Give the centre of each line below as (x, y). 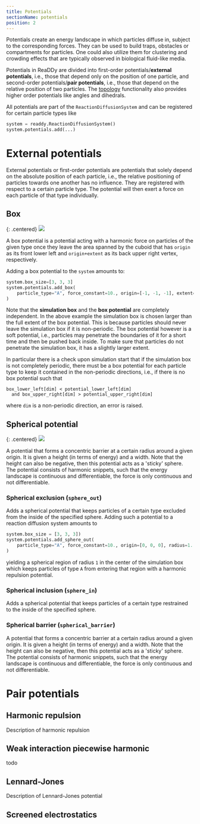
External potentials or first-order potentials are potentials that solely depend (99, 170)
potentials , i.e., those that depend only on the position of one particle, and (98, 76)
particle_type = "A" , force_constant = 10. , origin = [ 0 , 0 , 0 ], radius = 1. (105, 546)
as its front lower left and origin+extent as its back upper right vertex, (92, 253)
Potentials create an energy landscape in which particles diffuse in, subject (98, 40)
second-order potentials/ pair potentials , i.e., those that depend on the (93, 83)
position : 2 (21, 23)
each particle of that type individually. (52, 195)
